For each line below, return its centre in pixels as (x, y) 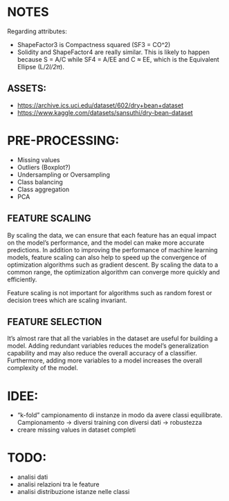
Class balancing (40, 182)
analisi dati (33, 477)
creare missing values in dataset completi (76, 430)
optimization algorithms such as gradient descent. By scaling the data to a (113, 265)
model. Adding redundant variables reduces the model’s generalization (108, 346)
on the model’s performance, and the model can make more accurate (106, 243)
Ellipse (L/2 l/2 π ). (40, 67)
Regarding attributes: (37, 31)
